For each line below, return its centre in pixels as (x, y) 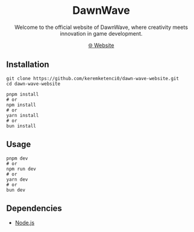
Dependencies (34, 208)
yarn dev (17, 179)
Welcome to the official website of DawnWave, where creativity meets (101, 27)
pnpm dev (17, 158)
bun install (21, 126)
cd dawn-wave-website (33, 84)
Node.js (25, 223)
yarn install (23, 115)
